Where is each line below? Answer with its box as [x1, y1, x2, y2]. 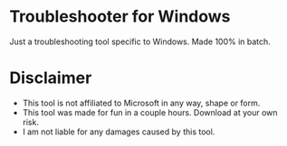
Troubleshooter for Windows [9, 6, 231, 27]
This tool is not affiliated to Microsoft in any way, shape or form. [22, 97, 261, 108]
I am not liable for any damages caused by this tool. [22, 126, 215, 137]
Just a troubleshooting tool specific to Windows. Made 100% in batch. [9, 36, 272, 47]
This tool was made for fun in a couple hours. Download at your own [22, 106, 278, 118]
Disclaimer [9, 68, 92, 88]
